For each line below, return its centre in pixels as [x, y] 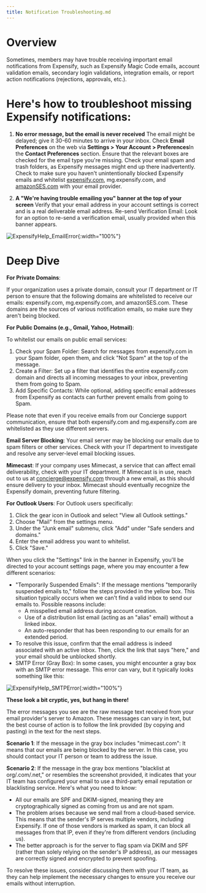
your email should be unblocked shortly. [66, 657]
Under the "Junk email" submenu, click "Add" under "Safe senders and [105, 528]
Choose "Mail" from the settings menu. [64, 522]
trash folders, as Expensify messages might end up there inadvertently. [105, 166]
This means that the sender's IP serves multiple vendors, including [99, 819]
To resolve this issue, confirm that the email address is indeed [93, 644]
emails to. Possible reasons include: [60, 604]
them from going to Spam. [48, 384]
